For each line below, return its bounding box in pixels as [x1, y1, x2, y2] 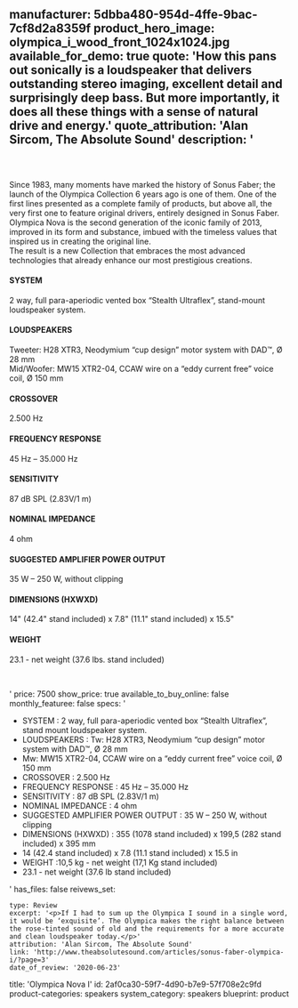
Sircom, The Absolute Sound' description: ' [9, 133, 254, 148]
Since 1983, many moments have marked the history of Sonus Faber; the [9, 179, 276, 190]
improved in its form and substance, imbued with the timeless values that [9, 226, 278, 237]
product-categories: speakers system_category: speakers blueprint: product [9, 988, 289, 999]
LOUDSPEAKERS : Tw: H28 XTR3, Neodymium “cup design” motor [21, 734, 265, 745]
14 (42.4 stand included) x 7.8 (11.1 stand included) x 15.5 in [21, 847, 238, 858]
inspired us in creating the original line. [9, 236, 151, 246]
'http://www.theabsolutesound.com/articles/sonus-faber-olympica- [32, 948, 285, 956]
